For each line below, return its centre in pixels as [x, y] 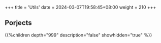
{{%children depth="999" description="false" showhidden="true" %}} [78, 35]
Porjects [19, 23]
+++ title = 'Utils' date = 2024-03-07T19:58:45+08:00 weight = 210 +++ [80, 7]
